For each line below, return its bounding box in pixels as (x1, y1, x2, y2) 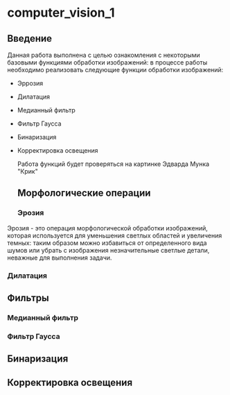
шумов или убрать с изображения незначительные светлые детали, (7, 246, 210, 254)
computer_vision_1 (7, 5, 116, 21)
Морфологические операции (17, 187, 151, 199)
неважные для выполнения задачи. (7, 253, 112, 262)
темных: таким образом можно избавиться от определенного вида (7, 238, 207, 247)
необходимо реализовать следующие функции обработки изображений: (7, 66, 224, 74)
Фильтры (7, 292, 50, 303)
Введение (7, 33, 53, 44)
